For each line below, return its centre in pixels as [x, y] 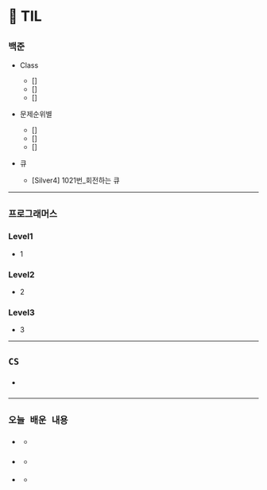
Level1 [21, 237]
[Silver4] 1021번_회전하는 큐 [76, 180]
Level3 [21, 312]
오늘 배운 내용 [38, 420]
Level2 [21, 274]
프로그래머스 [33, 214]
